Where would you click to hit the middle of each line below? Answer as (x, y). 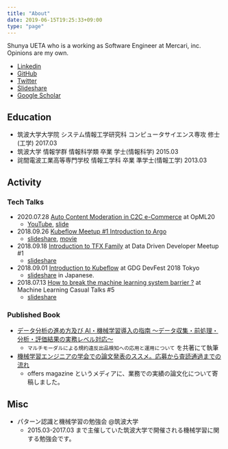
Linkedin (29, 67)
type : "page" (26, 26)
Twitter (27, 81)
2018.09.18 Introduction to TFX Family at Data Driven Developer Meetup (118, 246)
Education (29, 117)
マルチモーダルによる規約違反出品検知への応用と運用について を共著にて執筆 (123, 348)
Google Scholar (39, 95)
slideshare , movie (52, 238)
